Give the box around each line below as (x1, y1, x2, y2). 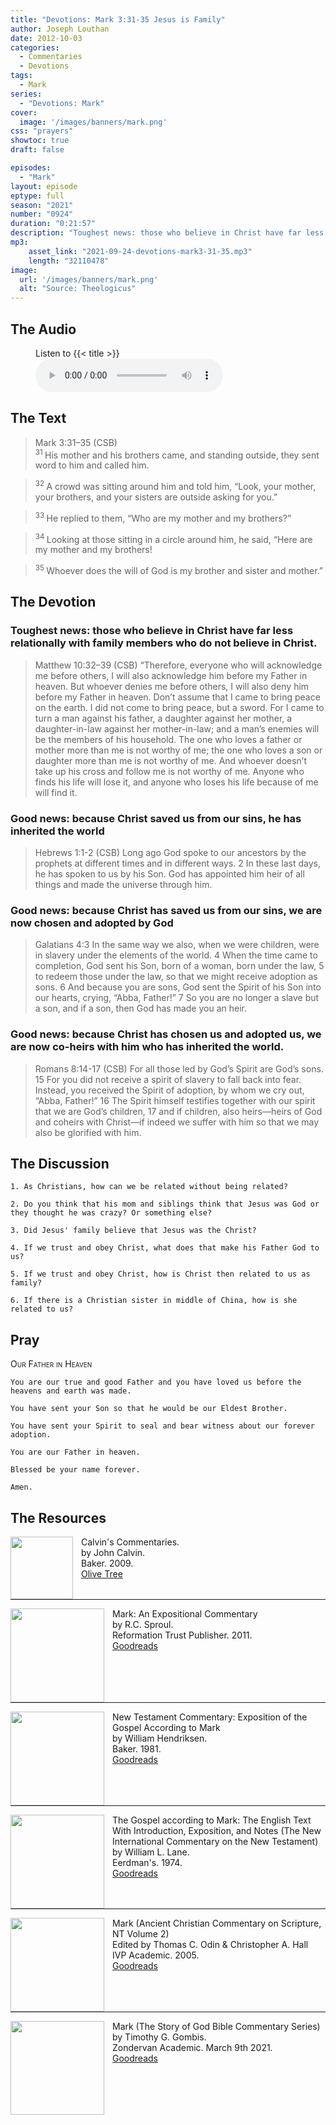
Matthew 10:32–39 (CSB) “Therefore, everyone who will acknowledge (34, 659, 323, 671)
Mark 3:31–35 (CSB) (34, 436, 118, 448)
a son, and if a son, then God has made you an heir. (34, 1002, 247, 1015)
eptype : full (10, 191, 65, 201)
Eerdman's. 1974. (112, 1857, 183, 1869)
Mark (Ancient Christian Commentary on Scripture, (112, 1917, 322, 1930)
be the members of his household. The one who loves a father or (34, 733, 303, 745)
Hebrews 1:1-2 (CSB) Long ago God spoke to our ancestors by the (34, 847, 307, 859)
